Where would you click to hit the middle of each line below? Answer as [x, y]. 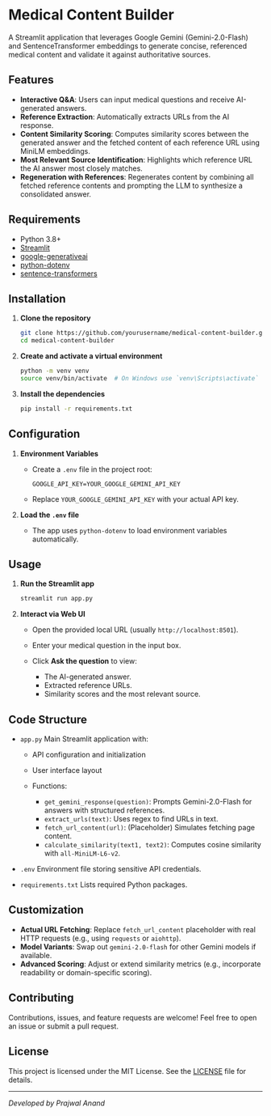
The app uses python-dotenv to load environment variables [129, 530]
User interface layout [67, 770]
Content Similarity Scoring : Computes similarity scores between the [134, 134]
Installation [37, 298]
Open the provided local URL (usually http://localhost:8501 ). [135, 630]
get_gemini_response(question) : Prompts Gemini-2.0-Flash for [148, 802]
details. [21, 1080]
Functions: [49, 786]
